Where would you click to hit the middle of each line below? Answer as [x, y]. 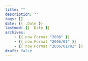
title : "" [15, 10]
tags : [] [14, 19]
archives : [15, 32]
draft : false [19, 51]
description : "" [22, 14]
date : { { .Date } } [24, 23]
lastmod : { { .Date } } [28, 28]
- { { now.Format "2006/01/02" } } [49, 46]
